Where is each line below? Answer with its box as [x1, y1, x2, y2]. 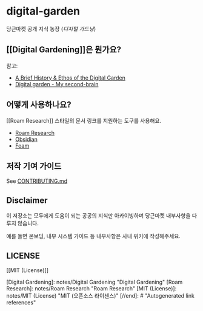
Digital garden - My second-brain [15, 80, 99, 87]
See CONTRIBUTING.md [6, 177, 68, 185]
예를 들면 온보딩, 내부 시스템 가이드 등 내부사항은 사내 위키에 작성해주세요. [6, 233, 181, 240]
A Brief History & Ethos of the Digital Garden [15, 74, 126, 81]
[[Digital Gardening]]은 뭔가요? [6, 44, 121, 55]
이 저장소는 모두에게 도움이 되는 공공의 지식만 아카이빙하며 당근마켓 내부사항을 [6, 212, 191, 219]
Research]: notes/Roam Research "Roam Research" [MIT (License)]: [6, 285, 177, 292]
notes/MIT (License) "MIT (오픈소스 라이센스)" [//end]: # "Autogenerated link [6, 292, 195, 299]
